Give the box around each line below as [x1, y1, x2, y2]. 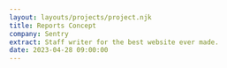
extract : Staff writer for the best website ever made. [9, 37, 219, 47]
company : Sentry [9, 29, 69, 38]
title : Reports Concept [9, 21, 97, 30]
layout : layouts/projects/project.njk [9, 12, 152, 22]
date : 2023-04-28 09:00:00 [9, 46, 109, 55]
